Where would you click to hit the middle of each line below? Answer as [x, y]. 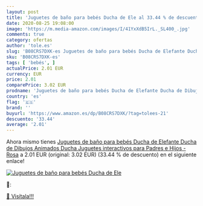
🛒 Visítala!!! [20, 196]
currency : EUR [24, 74]
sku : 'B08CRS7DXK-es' [34, 57]
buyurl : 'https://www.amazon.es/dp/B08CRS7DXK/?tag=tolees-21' [88, 113]
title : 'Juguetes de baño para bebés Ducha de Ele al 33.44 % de [90, 18]
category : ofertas [29, 40]
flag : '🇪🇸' [21, 102]
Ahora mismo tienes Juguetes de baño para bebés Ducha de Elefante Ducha [101, 142]
